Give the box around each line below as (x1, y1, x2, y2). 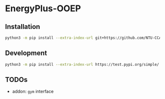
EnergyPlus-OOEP (5, 3, 81, 14)
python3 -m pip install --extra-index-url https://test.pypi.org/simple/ (5, 62, 160, 67)
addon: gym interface (12, 89, 54, 95)
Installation (5, 23, 40, 31)
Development (5, 49, 48, 57)
